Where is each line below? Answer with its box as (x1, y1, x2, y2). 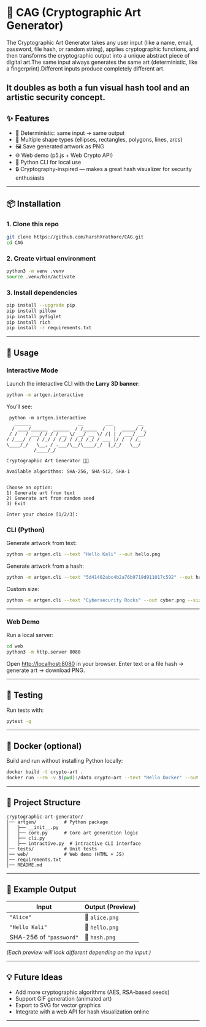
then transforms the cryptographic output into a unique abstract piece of (6, 52, 190, 59)
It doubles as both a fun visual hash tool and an (6, 83, 190, 93)
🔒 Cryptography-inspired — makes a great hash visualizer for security (15, 166, 192, 173)
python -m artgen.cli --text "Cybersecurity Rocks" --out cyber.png (6, 597, 185, 603)
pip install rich (6, 319, 51, 326)
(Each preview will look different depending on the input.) (6, 949, 151, 956)
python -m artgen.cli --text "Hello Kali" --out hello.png (6, 551, 161, 557)
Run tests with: (6, 706, 44, 714)
